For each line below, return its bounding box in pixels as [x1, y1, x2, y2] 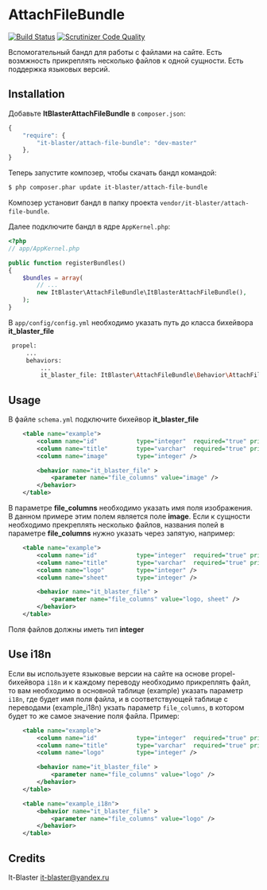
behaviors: [25, 356, 62, 364]
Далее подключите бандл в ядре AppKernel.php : [8, 222, 171, 231]
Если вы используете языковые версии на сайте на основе [8, 668, 210, 678]
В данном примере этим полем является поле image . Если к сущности [8, 512, 250, 521]
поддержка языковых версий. [8, 64, 110, 73]
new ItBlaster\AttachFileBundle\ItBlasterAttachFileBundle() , [37, 288, 247, 296]
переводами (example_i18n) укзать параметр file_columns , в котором [8, 703, 245, 712]
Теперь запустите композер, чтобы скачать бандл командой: [8, 168, 217, 178]
